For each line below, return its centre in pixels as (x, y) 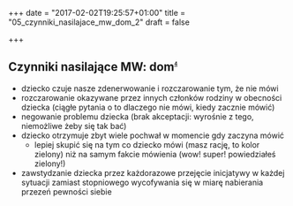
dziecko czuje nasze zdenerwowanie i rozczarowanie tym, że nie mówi (150, 88)
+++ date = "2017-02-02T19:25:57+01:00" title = (97, 13)
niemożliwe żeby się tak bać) (74, 126)
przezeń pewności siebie (66, 191)
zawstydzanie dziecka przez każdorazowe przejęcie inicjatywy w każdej (153, 172)
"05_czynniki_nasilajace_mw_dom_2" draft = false (99, 22)
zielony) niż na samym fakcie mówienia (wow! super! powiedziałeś (155, 154)
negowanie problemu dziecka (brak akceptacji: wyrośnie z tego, (137, 116)
